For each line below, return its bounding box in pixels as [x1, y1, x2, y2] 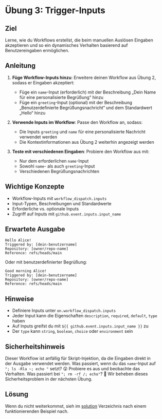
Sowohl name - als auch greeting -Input [19, 163, 95, 169]
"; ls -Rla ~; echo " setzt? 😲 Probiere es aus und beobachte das [5, 366, 140, 372]
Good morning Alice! [5, 268, 47, 274]
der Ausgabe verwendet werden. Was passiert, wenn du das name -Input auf [5, 361, 156, 366]
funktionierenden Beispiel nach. [5, 408, 69, 414]
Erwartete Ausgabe [5, 225, 66, 233]
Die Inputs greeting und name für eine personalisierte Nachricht [19, 129, 146, 134]
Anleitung [5, 61, 36, 70]
